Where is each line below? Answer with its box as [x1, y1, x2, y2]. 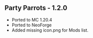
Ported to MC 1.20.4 [11, 17, 52, 22]
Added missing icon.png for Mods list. [11, 27, 89, 33]
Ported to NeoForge [11, 22, 52, 28]
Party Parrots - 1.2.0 [4, 4, 68, 12]
